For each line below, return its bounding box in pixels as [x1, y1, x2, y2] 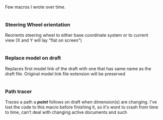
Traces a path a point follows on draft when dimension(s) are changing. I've [5, 99, 157, 105]
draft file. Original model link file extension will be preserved [5, 71, 126, 76]
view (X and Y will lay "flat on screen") [5, 37, 82, 43]
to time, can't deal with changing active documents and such [5, 109, 127, 115]
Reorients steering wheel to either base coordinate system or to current [5, 32, 148, 38]
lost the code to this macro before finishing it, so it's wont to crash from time [5, 104, 158, 110]
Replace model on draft [5, 55, 61, 61]
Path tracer [5, 88, 32, 95]
